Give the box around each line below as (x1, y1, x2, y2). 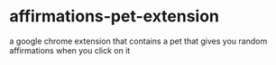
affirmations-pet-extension (9, 6, 219, 27)
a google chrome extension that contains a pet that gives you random (9, 36, 268, 46)
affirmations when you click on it (9, 45, 131, 55)
